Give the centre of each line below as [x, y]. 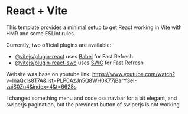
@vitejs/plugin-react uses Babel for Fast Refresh [74, 56]
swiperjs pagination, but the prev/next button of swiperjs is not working [93, 104]
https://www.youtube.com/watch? [134, 74]
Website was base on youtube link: [49, 74]
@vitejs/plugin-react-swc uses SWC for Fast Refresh [79, 63]
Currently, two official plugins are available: [59, 45]
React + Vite [37, 11]
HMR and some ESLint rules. [41, 33]
